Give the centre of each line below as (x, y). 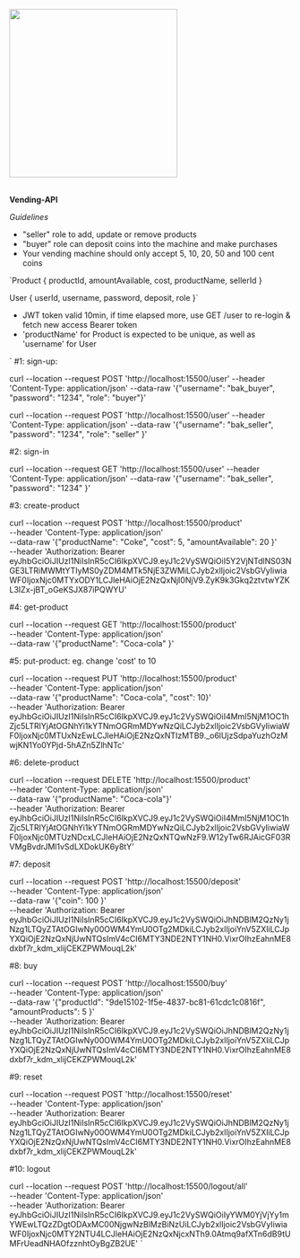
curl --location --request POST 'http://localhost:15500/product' (126, 523)
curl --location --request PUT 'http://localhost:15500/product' (123, 678)
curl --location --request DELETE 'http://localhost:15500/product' (130, 780)
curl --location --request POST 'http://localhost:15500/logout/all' (129, 1186)
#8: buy (24, 966)
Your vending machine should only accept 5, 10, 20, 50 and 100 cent (148, 253)
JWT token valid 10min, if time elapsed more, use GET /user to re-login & (156, 315)
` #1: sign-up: (34, 361)
